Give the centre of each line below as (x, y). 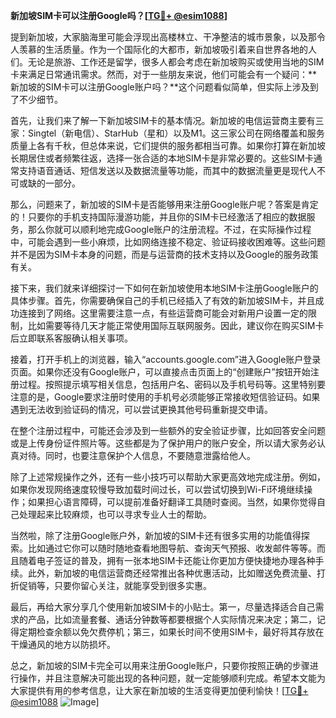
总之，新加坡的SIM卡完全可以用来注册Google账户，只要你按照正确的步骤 (160, 665)
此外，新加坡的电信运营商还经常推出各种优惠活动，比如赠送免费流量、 (172, 573)
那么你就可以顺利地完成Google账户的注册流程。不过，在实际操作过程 (169, 229)
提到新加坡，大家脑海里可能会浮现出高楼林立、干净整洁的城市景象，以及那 (163, 37)
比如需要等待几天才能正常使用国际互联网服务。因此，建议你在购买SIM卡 (176, 325)
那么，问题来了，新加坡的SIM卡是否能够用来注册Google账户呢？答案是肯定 (164, 204)
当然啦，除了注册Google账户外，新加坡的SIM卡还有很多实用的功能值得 (156, 535)
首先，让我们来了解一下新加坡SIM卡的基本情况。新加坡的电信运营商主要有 (163, 120)
